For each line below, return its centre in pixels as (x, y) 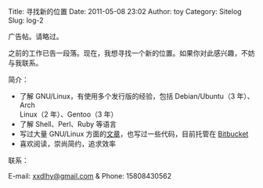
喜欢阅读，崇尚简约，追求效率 (67, 144)
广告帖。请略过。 (36, 36)
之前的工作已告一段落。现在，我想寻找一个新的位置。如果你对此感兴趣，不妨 (131, 53)
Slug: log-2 (26, 20)
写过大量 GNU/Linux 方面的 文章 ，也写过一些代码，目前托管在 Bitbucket (134, 134)
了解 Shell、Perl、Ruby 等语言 (68, 124)
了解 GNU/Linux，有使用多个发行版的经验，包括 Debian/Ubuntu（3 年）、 (137, 96)
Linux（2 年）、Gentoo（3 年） (68, 114)
